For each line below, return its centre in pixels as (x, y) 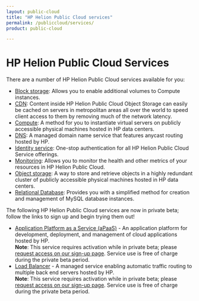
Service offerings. (37, 154)
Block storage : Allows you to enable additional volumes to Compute (97, 91)
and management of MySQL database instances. (75, 199)
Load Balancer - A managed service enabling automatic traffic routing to (103, 266)
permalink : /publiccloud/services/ (50, 23)
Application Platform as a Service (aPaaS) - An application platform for (101, 228)
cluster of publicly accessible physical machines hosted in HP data (97, 180)
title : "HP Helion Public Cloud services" (59, 17)
